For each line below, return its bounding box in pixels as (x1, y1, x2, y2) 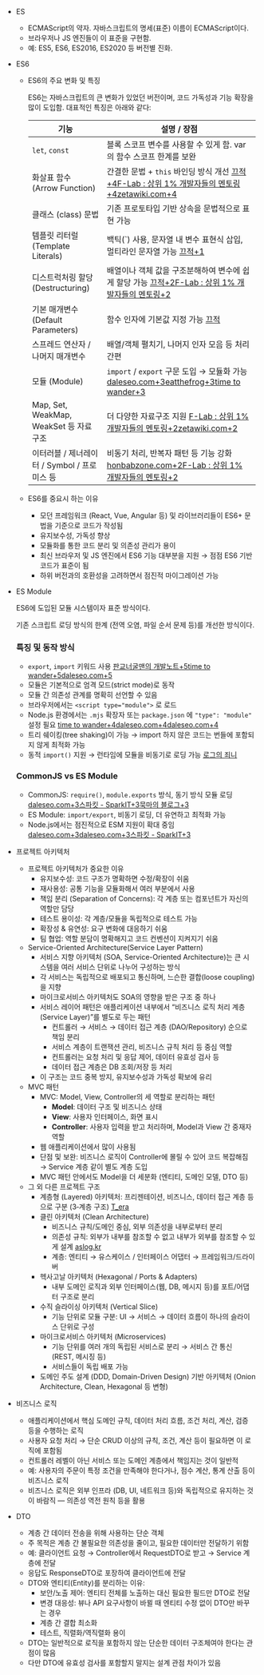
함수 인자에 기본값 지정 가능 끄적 (106, 314, 221, 324)
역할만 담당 (39, 903, 74, 913)
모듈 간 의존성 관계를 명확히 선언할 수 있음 (27, 690, 158, 700)
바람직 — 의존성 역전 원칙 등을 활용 (36, 1495, 146, 1505)
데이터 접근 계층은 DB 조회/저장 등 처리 (51, 1062, 173, 1072)
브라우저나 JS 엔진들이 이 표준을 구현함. (27, 34, 152, 42)
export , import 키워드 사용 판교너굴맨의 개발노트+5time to (27, 662, 211, 671)
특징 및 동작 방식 (15, 642, 75, 653)
